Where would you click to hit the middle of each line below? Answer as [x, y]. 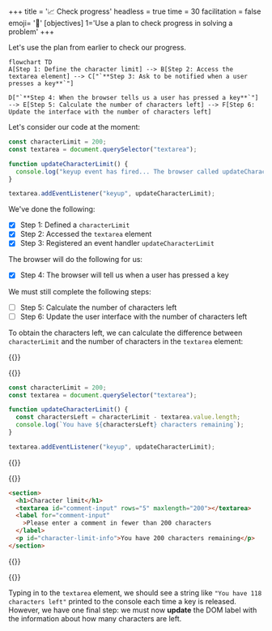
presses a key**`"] [41, 84]
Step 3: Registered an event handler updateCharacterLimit [117, 243]
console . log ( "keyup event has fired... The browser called [117, 172]
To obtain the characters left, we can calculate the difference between [125, 333]
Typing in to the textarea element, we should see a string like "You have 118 [135, 592]
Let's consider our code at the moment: [74, 127]
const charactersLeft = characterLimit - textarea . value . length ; [128, 417]
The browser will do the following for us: [76, 260]
